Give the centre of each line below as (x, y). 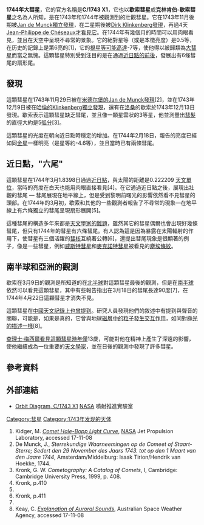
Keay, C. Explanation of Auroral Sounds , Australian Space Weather (98, 509)
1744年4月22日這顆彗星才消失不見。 (52, 298)
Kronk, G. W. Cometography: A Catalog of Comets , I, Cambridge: (96, 470)
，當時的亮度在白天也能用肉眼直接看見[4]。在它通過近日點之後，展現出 (100, 187)
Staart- (183, 444)
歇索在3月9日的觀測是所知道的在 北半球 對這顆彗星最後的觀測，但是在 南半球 (100, 283)
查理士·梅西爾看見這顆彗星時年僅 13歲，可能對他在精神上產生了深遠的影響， (100, 339)
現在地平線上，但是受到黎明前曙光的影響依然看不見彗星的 (123, 195)
